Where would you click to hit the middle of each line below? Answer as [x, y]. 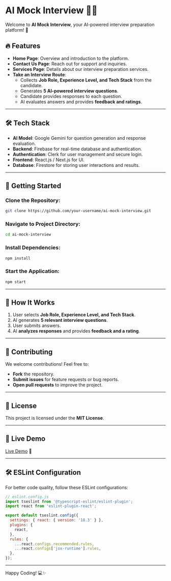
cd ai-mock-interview [28, 235]
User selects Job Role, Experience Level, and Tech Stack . [74, 315]
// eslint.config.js [27, 497]
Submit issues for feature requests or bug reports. [66, 380]
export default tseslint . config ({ [42, 515]
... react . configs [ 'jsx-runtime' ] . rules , [58, 549]
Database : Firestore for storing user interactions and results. [76, 165]
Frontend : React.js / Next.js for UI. [49, 160]
